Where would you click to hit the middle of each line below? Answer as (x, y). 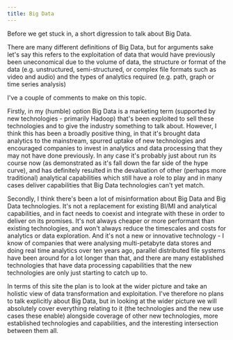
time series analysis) (37, 84)
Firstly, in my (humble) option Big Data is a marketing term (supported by (111, 111)
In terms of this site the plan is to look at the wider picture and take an (107, 286)
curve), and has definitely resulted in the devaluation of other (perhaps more (117, 170)
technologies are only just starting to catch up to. (78, 272)
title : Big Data (31, 14)
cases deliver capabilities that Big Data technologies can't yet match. (106, 185)
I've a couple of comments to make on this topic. (77, 98)
